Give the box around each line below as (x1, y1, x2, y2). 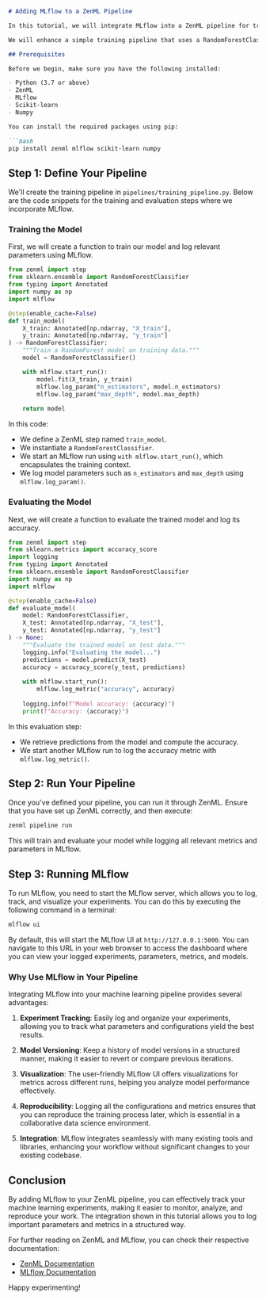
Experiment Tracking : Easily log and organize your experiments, (19, 1013, 231, 1023)
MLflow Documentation (19, 1267, 97, 1277)
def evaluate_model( (8, 604, 77, 612)
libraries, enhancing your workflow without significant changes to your (19, 1142, 251, 1152)
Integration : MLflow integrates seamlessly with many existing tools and (19, 1134, 253, 1143)
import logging (8, 553, 59, 561)
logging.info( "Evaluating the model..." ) (22, 648, 161, 656)
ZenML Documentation (19, 1259, 95, 1268)
